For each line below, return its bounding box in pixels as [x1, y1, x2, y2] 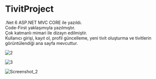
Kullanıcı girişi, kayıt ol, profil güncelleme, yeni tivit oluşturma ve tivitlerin [5, 35, 152, 41]
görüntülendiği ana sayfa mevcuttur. [5, 40, 78, 46]
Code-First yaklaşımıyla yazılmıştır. [5, 24, 76, 30]
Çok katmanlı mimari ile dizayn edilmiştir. [5, 30, 87, 36]
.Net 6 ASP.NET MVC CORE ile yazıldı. [5, 20, 82, 25]
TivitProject [5, 3, 54, 15]
